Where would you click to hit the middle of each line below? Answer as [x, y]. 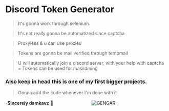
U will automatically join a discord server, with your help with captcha [91, 63]
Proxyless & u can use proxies [50, 43]
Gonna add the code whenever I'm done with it [67, 93]
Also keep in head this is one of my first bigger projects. [76, 81]
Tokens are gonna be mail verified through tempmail [73, 53]
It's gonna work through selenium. [54, 23]
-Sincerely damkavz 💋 [29, 103]
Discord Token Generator [60, 9]
